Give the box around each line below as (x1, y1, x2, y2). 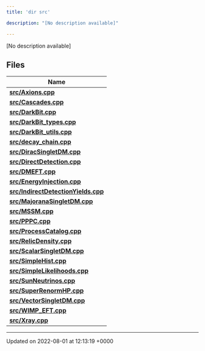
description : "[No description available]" (6, 20, 119, 26)
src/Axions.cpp (9, 88, 55, 96)
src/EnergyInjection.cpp (9, 178, 81, 186)
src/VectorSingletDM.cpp (9, 297, 85, 305)
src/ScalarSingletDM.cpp (9, 247, 84, 255)
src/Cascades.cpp (9, 98, 64, 107)
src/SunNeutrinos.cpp (9, 277, 76, 285)
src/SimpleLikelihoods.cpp (9, 267, 89, 275)
